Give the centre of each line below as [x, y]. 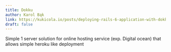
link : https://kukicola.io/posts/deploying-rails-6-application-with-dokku [87, 19]
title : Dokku [19, 10]
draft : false [19, 24]
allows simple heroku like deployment [45, 44]
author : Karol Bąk [25, 15]
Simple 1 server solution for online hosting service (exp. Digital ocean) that [83, 39]
